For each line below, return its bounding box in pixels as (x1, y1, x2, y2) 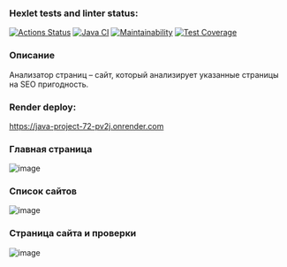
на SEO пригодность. (9, 79, 89, 89)
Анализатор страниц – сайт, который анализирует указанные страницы (9, 69, 279, 80)
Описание (9, 50, 56, 62)
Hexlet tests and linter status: (9, 7, 139, 19)
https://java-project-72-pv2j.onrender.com (9, 120, 164, 131)
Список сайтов (9, 185, 78, 197)
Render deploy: (9, 101, 77, 113)
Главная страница (9, 142, 93, 155)
